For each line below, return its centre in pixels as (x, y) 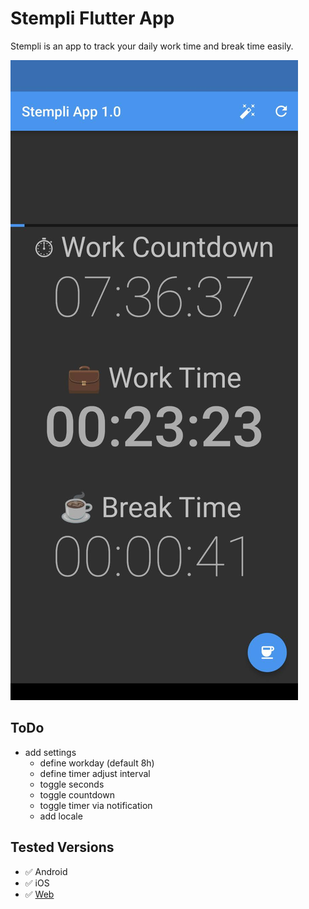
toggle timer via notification (96, 805)
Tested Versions (62, 847)
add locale (61, 816)
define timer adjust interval (95, 773)
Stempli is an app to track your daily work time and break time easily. (152, 46)
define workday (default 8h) (97, 763)
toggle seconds (72, 784)
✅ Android (46, 871)
